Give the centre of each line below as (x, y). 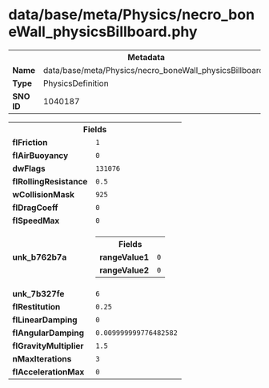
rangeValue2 (124, 270)
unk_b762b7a (40, 257)
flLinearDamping (45, 320)
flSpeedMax (36, 220)
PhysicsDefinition (76, 83)
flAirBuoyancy (40, 156)
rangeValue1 (124, 257)
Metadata (147, 57)
